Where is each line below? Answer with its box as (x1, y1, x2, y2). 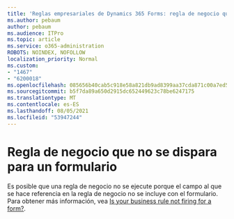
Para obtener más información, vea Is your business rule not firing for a (7, 197, 212, 205)
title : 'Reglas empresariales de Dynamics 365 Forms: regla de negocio (7, 10, 219, 17)
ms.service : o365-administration (7, 43, 104, 50)
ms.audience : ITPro (7, 29, 64, 37)
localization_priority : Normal (7, 56, 98, 63)
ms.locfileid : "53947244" (7, 114, 82, 121)
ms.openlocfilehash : (7, 82, 68, 89)
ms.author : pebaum (7, 17, 61, 24)
